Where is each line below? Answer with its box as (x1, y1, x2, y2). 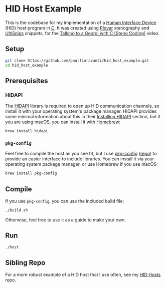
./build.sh (5, 208, 28, 213)
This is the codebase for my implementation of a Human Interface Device (5, 20, 156, 26)
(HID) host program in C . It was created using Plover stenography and (5, 25, 149, 31)
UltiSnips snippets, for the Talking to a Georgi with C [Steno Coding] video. (5, 30, 159, 36)
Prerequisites (5, 76, 48, 85)
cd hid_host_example (5, 63, 49, 68)
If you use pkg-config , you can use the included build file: (5, 198, 124, 204)
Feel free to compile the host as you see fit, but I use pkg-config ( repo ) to (5, 151, 157, 157)
